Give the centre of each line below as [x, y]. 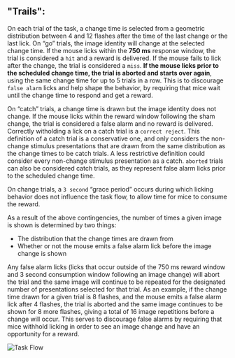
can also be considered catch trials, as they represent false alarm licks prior [116, 168]
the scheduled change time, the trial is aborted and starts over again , [109, 73]
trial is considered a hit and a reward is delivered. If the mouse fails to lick [114, 58]
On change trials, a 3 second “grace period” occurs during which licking [110, 189]
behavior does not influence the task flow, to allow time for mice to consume [117, 196]
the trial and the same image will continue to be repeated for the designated [116, 282]
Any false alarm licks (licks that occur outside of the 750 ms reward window [116, 267]
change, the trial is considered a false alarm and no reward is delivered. [110, 123]
